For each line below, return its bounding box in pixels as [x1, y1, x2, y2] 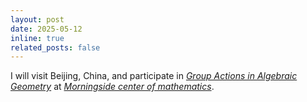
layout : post [10, 14, 65, 25]
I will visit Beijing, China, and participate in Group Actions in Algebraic [10, 70, 298, 82]
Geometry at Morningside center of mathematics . [10, 81, 215, 93]
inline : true [10, 33, 65, 43]
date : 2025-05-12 [10, 24, 83, 34]
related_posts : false [10, 42, 101, 53]
